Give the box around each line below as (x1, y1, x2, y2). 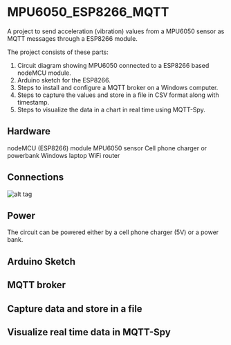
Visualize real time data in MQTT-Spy (7, 326, 171, 338)
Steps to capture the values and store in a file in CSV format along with (17, 91, 219, 99)
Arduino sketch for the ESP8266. (17, 76, 111, 84)
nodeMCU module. (17, 69, 71, 77)
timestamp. (17, 98, 50, 106)
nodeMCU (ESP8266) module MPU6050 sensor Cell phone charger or (7, 143, 207, 152)
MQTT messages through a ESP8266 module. (7, 34, 138, 42)
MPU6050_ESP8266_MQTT (7, 4, 169, 20)
